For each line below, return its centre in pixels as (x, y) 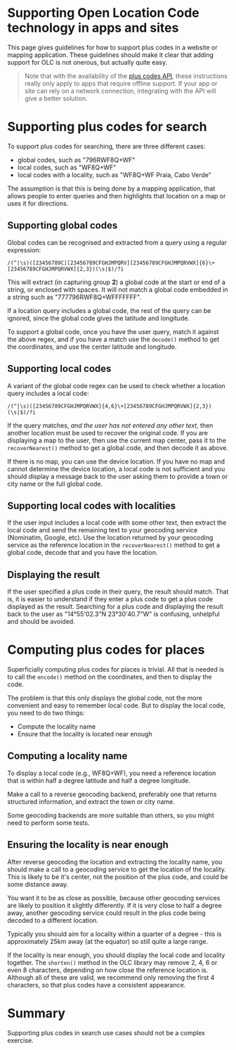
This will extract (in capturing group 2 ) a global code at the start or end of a (117, 282)
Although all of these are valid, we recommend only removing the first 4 (111, 977)
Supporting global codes (63, 225)
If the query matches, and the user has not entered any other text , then (110, 425)
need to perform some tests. (48, 822)
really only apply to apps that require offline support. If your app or (121, 83)
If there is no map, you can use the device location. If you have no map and (116, 461)
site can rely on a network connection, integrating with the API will (120, 91)
